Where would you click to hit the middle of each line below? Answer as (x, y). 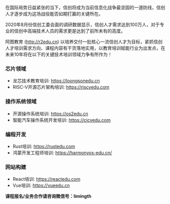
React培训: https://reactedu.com (46, 179)
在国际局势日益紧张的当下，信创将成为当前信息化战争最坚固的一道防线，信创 (85, 7)
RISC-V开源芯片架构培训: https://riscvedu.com (61, 87)
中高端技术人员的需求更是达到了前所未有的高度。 (74, 31)
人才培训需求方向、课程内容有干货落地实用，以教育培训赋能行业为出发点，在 (85, 48)
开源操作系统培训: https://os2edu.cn (50, 114)
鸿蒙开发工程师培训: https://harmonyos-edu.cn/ (62, 152)
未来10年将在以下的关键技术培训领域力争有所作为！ (59, 54)
